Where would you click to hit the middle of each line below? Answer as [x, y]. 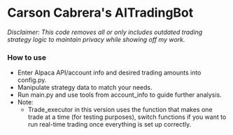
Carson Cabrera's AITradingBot [100, 13]
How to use [27, 57]
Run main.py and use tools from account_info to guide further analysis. [119, 95]
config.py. [32, 80]
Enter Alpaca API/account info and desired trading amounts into [109, 73]
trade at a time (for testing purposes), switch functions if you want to [127, 117]
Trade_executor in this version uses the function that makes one [120, 110]
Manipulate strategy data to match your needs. [85, 88]
